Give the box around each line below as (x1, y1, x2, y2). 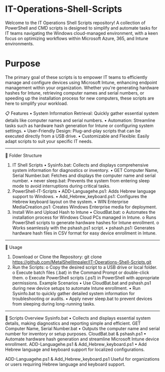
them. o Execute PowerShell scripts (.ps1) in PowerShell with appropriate (12, 274, 160, 280)
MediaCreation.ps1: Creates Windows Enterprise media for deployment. (12, 203, 157, 210)
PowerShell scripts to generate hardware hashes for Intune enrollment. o (12, 219, 160, 225)
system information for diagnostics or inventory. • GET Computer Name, (12, 167, 159, 173)
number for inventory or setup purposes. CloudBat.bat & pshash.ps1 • (5, 331, 146, 337)
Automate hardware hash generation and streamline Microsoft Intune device (5, 336, 160, 342)
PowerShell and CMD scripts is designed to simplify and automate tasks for (5, 25, 158, 31)
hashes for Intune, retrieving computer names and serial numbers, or (5, 90, 144, 96)
